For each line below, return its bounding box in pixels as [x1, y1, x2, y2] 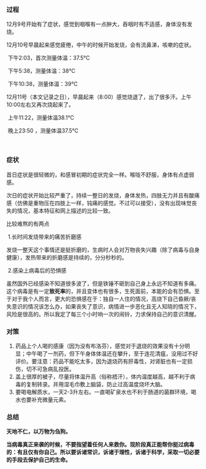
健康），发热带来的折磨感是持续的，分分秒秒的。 [6, 253, 128, 261]
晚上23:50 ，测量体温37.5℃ [7, 127, 78, 134]
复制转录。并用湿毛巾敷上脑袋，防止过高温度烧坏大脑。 [26, 380, 166, 387]
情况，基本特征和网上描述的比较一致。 [17, 207, 114, 214]
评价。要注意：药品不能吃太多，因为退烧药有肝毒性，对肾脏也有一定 [15, 357, 188, 365]
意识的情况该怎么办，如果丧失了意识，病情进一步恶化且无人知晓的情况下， [11, 302, 200, 310]
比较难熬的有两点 [6, 219, 50, 227]
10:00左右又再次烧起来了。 [6, 101, 75, 109]
